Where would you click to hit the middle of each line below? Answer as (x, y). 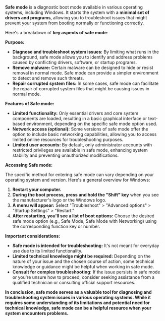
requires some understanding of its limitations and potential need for (78, 303)
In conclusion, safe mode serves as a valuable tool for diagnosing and (79, 292)
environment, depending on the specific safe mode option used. (92, 124)
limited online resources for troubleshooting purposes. (68, 139)
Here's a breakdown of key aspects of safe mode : (57, 32)
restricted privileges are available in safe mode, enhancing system (80, 150)
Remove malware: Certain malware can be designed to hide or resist (83, 67)
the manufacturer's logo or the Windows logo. (59, 200)
